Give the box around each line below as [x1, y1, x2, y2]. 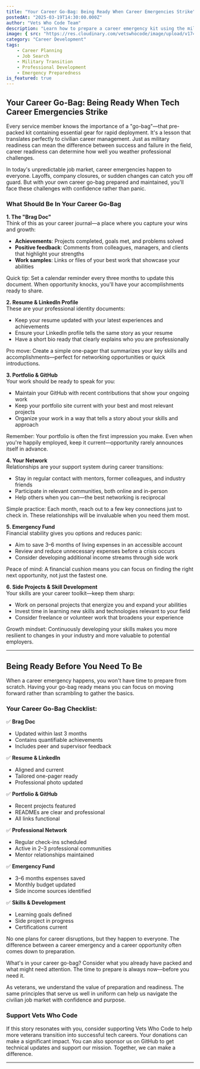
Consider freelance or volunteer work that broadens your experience [14, 614, 184, 621]
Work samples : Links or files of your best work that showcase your [14, 257, 180, 264]
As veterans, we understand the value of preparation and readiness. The [6, 984, 185, 991]
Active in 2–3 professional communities [14, 845, 112, 852]
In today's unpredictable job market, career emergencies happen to [6, 165, 171, 173]
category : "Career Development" [6, 36, 86, 42]
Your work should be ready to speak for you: [6, 378, 115, 385]
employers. [6, 638, 34, 645]
